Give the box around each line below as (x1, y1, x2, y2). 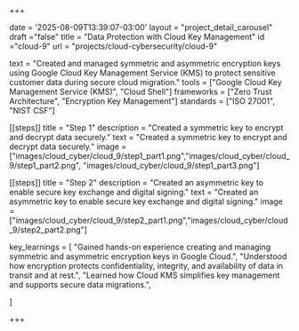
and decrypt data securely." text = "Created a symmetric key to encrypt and (9, 132, 287, 142)
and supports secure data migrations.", (9, 280, 151, 289)
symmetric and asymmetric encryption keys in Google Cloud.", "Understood (9, 251, 287, 262)
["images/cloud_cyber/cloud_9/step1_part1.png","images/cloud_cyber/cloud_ (9, 151, 290, 161)
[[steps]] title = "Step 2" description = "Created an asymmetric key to (9, 177, 264, 187)
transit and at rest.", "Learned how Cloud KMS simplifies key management (9, 270, 280, 280)
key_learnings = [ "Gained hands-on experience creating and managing (9, 241, 271, 252)
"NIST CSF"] (9, 106, 55, 115)
